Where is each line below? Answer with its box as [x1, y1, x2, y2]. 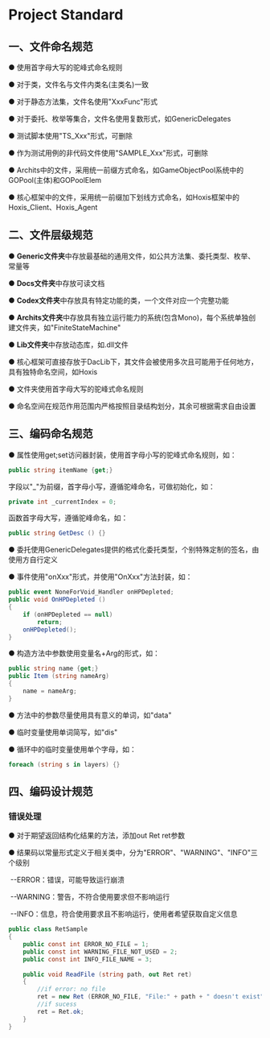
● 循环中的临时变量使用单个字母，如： [8, 744, 137, 754]
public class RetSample [8, 925, 88, 933]
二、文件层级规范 [8, 228, 93, 242]
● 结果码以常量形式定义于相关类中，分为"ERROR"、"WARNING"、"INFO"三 [8, 848, 259, 858]
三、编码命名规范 [8, 427, 93, 440]
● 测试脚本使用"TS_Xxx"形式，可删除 [8, 131, 133, 140]
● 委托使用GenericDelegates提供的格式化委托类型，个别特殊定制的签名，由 [8, 545, 260, 555]
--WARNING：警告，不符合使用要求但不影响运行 [10, 892, 170, 902]
